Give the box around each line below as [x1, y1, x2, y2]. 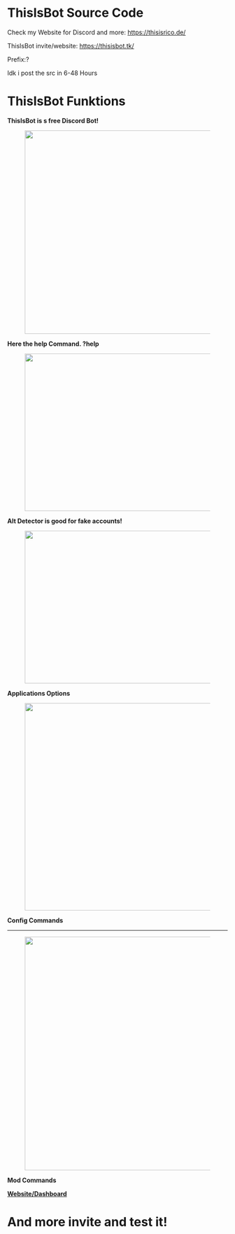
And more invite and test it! [7, 1214, 168, 1230]
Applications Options [7, 689, 71, 697]
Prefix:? [7, 55, 29, 64]
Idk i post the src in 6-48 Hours [7, 69, 98, 77]
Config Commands [7, 916, 64, 925]
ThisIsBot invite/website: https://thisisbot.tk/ [7, 41, 134, 50]
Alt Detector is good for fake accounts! [7, 517, 122, 525]
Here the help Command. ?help [7, 339, 99, 348]
